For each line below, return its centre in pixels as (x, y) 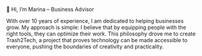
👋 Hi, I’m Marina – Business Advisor (50, 9)
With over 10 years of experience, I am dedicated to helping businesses (95, 21)
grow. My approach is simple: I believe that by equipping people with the (96, 27)
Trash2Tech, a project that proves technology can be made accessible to (97, 40)
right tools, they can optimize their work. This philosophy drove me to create (101, 34)
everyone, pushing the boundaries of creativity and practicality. (85, 46)
